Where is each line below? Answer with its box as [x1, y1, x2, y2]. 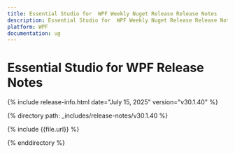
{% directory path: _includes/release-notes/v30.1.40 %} [7, 111, 169, 120]
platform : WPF [7, 23, 49, 30]
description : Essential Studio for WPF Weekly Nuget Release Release [7, 17, 218, 24]
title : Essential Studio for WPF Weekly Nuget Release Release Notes [7, 10, 218, 17]
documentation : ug [7, 29, 61, 37]
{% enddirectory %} [7, 139, 65, 147]
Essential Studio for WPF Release [7, 60, 204, 76]
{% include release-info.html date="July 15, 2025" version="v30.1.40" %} [7, 98, 218, 106]
